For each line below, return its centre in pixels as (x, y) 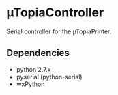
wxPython (30, 84)
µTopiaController (55, 13)
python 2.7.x (33, 69)
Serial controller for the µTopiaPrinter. (59, 31)
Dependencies (38, 53)
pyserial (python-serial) (49, 77)
